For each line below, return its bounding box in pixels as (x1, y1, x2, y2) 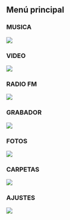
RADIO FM (6, 80, 37, 88)
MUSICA (6, 23, 32, 31)
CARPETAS (6, 165, 40, 173)
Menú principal (6, 5, 65, 15)
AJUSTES (6, 193, 35, 202)
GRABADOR (6, 108, 42, 117)
